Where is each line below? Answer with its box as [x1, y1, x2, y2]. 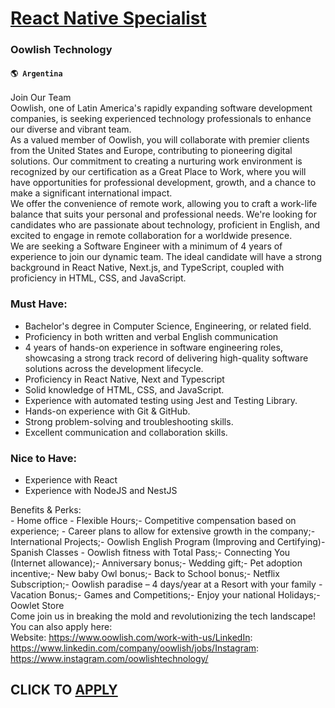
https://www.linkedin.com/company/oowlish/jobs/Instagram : [10, 642, 260, 654]
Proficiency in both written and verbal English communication [24, 330, 279, 342]
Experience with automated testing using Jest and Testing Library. [24, 394, 298, 406]
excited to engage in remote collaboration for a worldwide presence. [10, 230, 293, 242]
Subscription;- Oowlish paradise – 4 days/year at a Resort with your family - [10, 578, 323, 590]
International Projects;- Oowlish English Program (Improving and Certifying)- [10, 535, 326, 547]
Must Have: [10, 297, 68, 311]
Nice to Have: [10, 451, 78, 465]
